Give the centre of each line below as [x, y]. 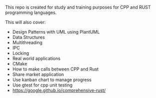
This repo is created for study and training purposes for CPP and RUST [78, 7]
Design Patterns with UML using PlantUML [56, 32]
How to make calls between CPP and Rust [55, 69]
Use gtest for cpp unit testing [42, 85]
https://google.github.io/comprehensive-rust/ [59, 90]
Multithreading [27, 42]
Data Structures [28, 37]
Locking [21, 53]
